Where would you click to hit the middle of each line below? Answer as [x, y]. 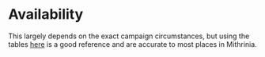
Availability [46, 14]
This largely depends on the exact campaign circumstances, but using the [129, 36]
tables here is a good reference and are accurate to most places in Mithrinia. [132, 44]
